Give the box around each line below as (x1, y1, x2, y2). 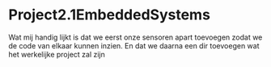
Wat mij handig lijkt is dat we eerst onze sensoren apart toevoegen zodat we (8, 32, 263, 42)
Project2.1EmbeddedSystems (8, 6, 210, 24)
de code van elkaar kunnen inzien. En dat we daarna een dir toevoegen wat (8, 40, 260, 50)
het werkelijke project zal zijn (8, 49, 105, 59)
